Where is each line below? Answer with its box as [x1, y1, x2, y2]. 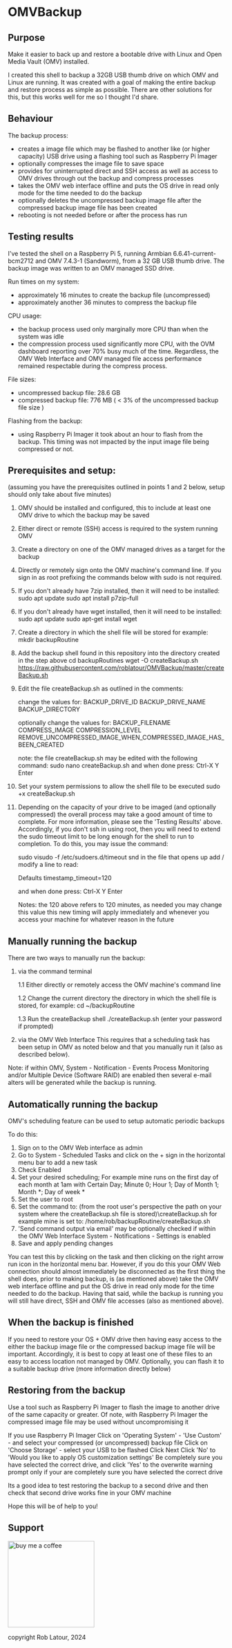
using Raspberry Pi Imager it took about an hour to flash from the [17, 430, 203, 438]
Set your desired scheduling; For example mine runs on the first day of [17, 1173, 219, 1182]
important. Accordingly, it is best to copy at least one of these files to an [8, 1350, 213, 1358]
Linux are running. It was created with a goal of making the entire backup [8, 78, 216, 86]
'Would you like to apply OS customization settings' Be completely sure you [8, 1453, 223, 1461]
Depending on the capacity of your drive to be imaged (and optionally [17, 803, 217, 812]
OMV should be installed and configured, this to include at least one [17, 504, 211, 512]
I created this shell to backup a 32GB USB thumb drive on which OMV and [8, 71, 219, 79]
